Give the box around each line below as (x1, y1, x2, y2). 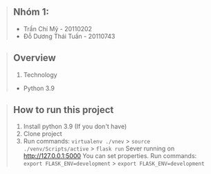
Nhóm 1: (12, 6, 49, 18)
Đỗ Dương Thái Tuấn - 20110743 (23, 32, 116, 40)
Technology (23, 70, 57, 79)
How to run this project (12, 104, 114, 116)
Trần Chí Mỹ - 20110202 (23, 24, 93, 33)
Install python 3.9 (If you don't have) (23, 122, 127, 131)
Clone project (23, 130, 63, 138)
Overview (12, 52, 56, 64)
